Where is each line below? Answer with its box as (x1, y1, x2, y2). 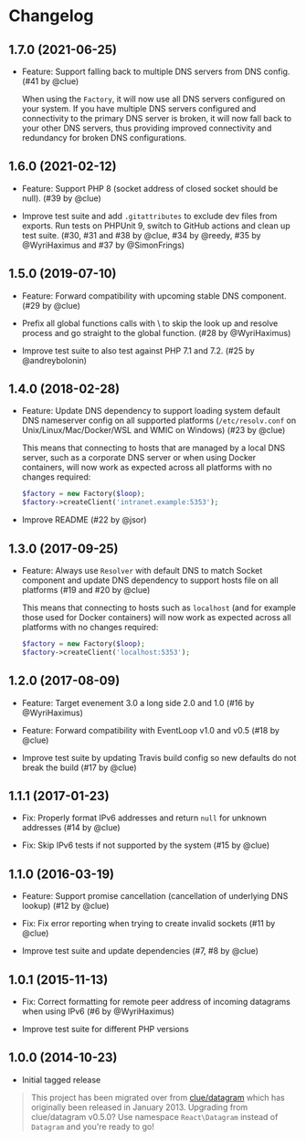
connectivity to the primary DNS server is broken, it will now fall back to (21, 113, 292, 123)
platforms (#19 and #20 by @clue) (21, 585, 151, 595)
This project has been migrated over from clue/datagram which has (30, 1092, 285, 1103)
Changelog (8, 5, 94, 26)
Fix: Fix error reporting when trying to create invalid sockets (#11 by (21, 918, 276, 929)
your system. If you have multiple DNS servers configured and (21, 103, 257, 114)
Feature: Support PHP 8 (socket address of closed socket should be (21, 183, 279, 194)
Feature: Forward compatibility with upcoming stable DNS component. (21, 290, 287, 301)
